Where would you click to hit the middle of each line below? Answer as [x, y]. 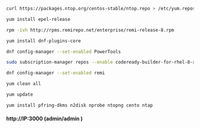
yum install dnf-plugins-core [44, 41]
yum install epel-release [38, 19]
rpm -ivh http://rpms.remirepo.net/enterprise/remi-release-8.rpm [90, 30]
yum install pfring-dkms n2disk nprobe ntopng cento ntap [79, 105]
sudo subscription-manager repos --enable [60, 63]
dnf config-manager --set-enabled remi [56, 73]
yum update [20, 95]
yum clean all [24, 84]
